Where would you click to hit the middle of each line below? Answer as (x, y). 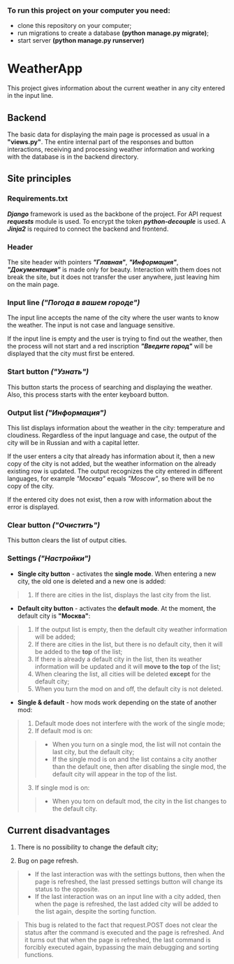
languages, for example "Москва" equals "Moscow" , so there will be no (111, 479)
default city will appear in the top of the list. (115, 774)
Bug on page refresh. (48, 861)
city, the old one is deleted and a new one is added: (92, 581)
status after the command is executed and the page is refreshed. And (124, 933)
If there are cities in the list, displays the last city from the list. (123, 595)
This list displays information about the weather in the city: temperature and (116, 427)
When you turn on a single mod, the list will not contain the (137, 744)
